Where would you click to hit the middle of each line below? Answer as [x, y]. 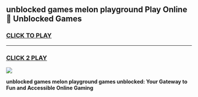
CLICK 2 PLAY [27, 58]
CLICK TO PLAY [29, 36]
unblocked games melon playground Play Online [97, 10]
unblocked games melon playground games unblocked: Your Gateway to [97, 81]
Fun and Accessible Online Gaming [50, 88]
